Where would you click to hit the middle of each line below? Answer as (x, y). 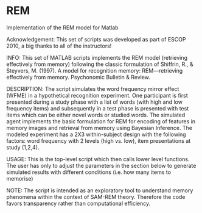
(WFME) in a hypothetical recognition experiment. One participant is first (97, 95)
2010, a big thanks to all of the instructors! (59, 46)
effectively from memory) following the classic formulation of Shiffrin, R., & (100, 64)
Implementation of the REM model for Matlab (62, 27)
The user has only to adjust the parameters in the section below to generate (101, 165)
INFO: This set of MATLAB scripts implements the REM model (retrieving (97, 57)
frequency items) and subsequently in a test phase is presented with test (98, 108)
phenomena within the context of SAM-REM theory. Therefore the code (96, 197)
